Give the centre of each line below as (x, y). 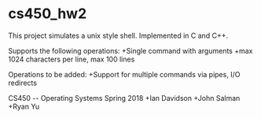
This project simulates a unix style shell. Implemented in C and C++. (118, 35)
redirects (23, 83)
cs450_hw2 (48, 14)
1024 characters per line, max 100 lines (72, 59)
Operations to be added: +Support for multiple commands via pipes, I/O (124, 74)
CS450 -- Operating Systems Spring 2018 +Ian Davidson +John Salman (124, 98)
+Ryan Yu (24, 106)
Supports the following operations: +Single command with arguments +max (130, 50)
